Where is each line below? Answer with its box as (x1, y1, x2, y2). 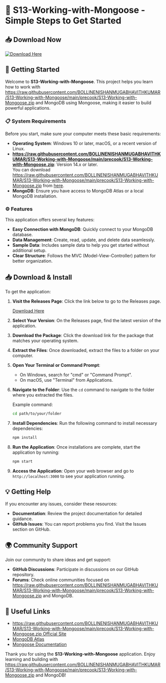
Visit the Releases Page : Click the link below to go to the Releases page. (12, 298, 162, 304)
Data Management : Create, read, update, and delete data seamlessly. (12, 237, 155, 243)
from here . (43, 183, 64, 189)
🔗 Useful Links (5, 607, 51, 615)
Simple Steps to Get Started (5, 15, 121, 26)
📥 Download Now (5, 35, 61, 44)
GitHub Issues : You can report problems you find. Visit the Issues (12, 521, 147, 527)
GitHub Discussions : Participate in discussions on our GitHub (12, 566, 139, 572)
